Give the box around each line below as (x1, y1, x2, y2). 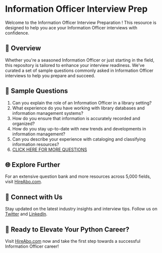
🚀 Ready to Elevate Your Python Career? (5, 225, 130, 233)
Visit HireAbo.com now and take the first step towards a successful (5, 238, 140, 244)
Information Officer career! (5, 243, 59, 249)
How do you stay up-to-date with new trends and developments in (12, 126, 146, 131)
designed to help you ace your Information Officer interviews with (5, 24, 138, 30)
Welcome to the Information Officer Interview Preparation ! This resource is (5, 20, 157, 25)
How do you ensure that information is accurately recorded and (12, 115, 140, 121)
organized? (12, 121, 35, 126)
